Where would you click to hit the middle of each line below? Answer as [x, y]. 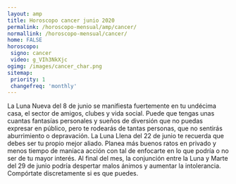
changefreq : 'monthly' [44, 86]
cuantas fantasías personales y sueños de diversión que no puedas [105, 121]
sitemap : [20, 73]
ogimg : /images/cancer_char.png [55, 66]
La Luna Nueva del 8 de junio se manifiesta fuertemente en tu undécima [112, 106]
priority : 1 [28, 79]
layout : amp [25, 14]
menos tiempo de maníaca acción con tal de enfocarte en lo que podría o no [118, 151]
